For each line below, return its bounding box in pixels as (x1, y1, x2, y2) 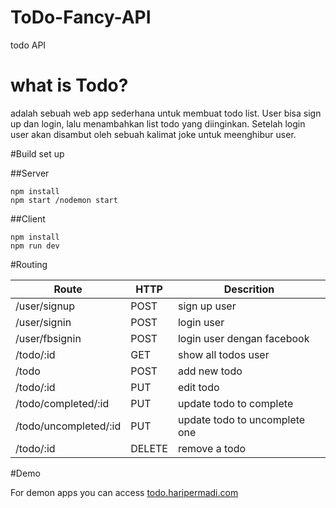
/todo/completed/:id (15, 396, 110, 410)
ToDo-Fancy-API (10, 6, 152, 29)
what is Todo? (10, 74, 129, 97)
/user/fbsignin (15, 331, 82, 345)
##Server (10, 167, 50, 179)
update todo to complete (177, 396, 294, 410)
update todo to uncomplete (177, 412, 306, 426)
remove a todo (177, 441, 247, 455)
